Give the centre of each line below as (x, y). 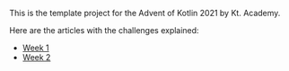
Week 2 (36, 57)
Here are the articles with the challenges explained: (104, 30)
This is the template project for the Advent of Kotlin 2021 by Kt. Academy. (145, 13)
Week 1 (35, 48)
